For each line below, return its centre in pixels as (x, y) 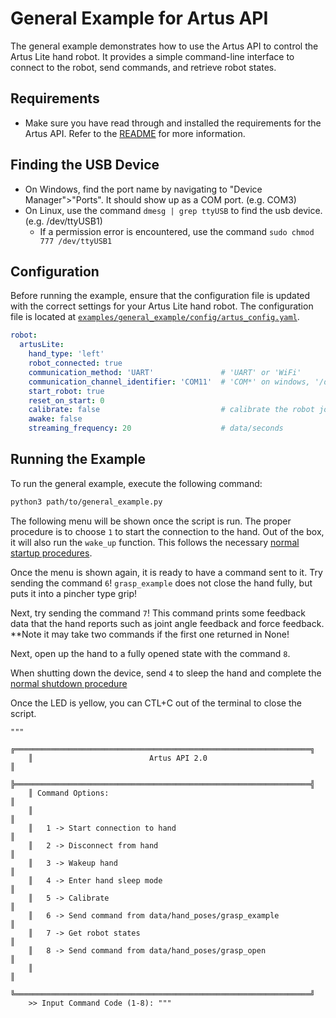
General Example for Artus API (139, 18)
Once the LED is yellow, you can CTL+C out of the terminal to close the (156, 703)
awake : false (55, 419)
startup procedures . (51, 553)
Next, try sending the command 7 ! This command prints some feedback (158, 613)
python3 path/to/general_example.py (86, 502)
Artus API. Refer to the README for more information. (135, 133)
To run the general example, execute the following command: (136, 483)
